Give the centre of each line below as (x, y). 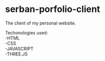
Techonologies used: (27, 32)
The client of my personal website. (41, 23)
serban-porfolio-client (53, 9)
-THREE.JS (16, 54)
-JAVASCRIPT (19, 48)
